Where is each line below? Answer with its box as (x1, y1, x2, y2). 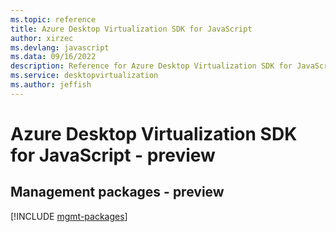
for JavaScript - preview (10, 144, 216, 166)
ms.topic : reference (10, 14, 97, 25)
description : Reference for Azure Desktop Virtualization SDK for (10, 61, 293, 71)
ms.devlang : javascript (10, 42, 110, 53)
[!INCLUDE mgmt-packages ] (10, 210, 128, 222)
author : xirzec (10, 33, 74, 43)
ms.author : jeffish (10, 80, 92, 90)
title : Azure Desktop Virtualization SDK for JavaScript (10, 24, 253, 34)
